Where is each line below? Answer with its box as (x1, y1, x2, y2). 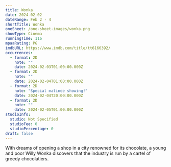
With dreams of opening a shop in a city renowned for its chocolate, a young (5, 145, 166, 151)
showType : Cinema (5, 31, 42, 36)
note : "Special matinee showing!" (14, 88, 88, 93)
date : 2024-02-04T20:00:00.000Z (14, 93, 83, 98)
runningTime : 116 (5, 36, 42, 41)
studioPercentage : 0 (10, 126, 54, 131)
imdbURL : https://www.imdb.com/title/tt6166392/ (5, 45, 111, 51)
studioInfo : (5, 112, 31, 117)
